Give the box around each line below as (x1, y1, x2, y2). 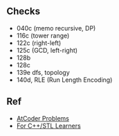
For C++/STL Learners (16, 121, 81, 130)
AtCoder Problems (16, 114, 70, 122)
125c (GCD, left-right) (16, 46, 77, 54)
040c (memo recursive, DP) (16, 24, 96, 32)
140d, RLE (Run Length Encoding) (16, 76, 113, 84)
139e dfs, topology (16, 68, 70, 76)
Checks (6, 6, 41, 17)
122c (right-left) (16, 38, 62, 47)
